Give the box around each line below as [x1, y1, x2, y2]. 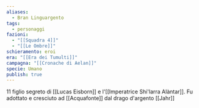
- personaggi [12, 26, 45, 32]
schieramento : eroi [6, 49, 56, 55]
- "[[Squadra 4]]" [12, 37, 59, 43]
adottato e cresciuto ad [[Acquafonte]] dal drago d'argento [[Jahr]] [6, 95, 175, 102]
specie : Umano [6, 65, 43, 72]
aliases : [6, 9, 29, 15]
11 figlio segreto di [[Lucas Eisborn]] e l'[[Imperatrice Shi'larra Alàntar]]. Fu [6, 88, 194, 95]
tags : [6, 20, 20, 26]
